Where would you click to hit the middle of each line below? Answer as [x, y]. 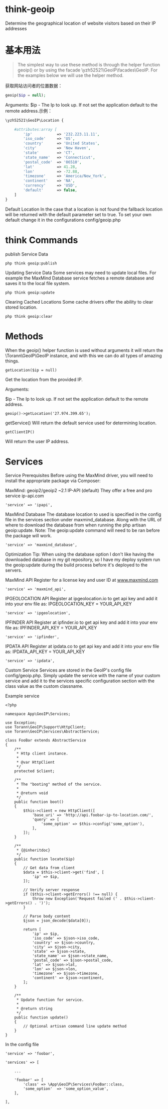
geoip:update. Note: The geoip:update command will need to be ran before [83, 530]
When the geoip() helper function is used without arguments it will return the [84, 350]
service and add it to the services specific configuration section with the [80, 681]
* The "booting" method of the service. [59, 784]
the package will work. [29, 536]
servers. [14, 570]
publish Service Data [27, 254]
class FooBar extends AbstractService [46, 741]
